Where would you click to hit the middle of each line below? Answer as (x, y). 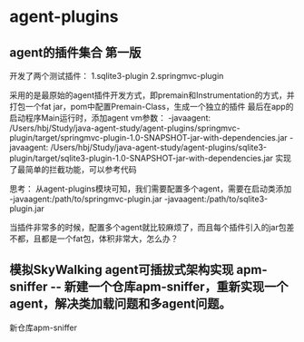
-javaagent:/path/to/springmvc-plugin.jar (86, 199)
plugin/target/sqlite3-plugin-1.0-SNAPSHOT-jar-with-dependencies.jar (142, 158)
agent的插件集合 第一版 (75, 52)
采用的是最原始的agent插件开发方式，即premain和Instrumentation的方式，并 (152, 95)
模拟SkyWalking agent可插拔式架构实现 (122, 270)
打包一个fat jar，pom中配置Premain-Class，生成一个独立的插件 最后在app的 (152, 107)
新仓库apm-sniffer (44, 327)
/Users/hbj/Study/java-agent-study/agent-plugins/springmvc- (125, 128)
